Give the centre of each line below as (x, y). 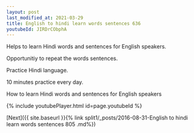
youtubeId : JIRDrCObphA (37, 29)
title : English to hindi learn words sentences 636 (73, 23)
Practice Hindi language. (37, 70)
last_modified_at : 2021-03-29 (45, 18)
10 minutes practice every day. (45, 82)
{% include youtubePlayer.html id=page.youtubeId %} (74, 106)
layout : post (23, 12)
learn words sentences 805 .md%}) (51, 124)
